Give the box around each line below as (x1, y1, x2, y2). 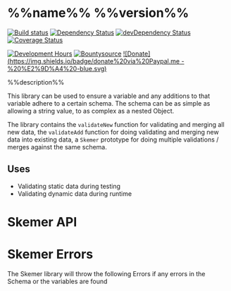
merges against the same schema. (7, 142, 107, 151)
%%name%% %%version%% (7, 5, 189, 21)
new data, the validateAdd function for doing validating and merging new (7, 128, 220, 136)
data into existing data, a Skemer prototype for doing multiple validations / (7, 135, 219, 144)
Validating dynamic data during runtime (17, 189, 132, 198)
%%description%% (7, 78, 65, 86)
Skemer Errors (7, 247, 94, 262)
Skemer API (7, 213, 77, 230)
